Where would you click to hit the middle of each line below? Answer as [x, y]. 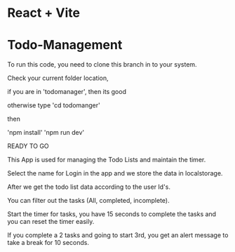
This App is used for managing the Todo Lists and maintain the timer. [107, 160]
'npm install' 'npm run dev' [46, 133]
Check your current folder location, [58, 78]
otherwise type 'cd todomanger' [54, 105]
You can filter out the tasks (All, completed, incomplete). [88, 201]
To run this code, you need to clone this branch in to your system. [102, 65]
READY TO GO [28, 146]
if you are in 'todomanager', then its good [67, 92]
